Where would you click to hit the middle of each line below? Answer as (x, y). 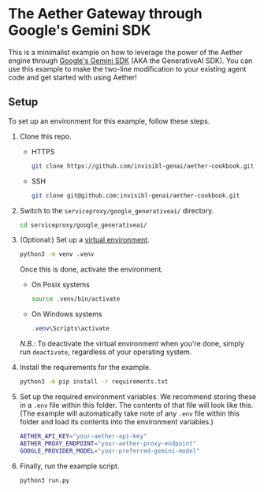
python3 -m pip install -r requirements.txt (94, 382)
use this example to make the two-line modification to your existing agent (127, 68)
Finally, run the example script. (69, 466)
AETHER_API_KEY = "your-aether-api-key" (83, 436)
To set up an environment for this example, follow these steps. (109, 121)
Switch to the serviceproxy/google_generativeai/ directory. (117, 210)
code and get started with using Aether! (73, 77)
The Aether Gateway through (105, 14)
